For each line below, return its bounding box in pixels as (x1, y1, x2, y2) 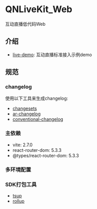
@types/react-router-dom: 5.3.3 (12, 152, 79, 158)
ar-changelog (12, 111, 41, 117)
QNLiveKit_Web (5, 4, 72, 15)
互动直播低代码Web (5, 21, 46, 27)
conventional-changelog (12, 116, 64, 122)
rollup (12, 198, 25, 204)
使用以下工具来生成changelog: (5, 95, 68, 102)
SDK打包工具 (5, 181, 37, 188)
